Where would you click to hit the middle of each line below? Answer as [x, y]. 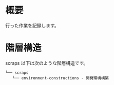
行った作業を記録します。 [32, 25]
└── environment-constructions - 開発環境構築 [60, 78]
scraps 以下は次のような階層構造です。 [47, 63]
